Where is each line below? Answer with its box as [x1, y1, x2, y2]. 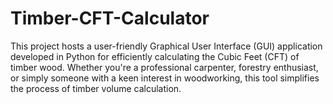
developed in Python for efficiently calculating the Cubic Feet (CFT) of [10, 50, 300, 62]
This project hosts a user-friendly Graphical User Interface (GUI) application [10, 40, 323, 52]
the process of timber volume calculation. [10, 82, 182, 94]
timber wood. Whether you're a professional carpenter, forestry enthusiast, [10, 61, 319, 73]
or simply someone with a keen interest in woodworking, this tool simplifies [10, 72, 320, 84]
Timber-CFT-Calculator [10, 7, 210, 30]
